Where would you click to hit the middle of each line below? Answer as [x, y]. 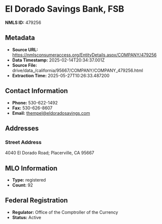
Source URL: [25, 49]
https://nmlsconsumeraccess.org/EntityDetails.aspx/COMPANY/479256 [84, 55]
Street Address [23, 142]
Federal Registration [37, 200]
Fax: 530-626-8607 [32, 108]
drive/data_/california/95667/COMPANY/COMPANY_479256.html [77, 70]
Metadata [20, 38]
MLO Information [31, 168]
